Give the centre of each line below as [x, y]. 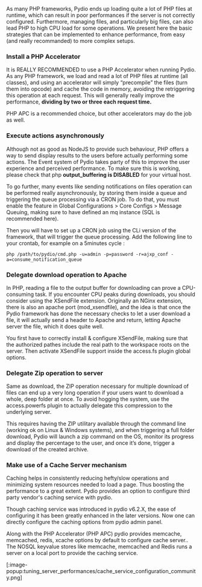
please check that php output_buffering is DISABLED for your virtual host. [99, 174]
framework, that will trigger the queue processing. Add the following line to [99, 237]
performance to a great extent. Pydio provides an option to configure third [98, 491]
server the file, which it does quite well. [55, 326]
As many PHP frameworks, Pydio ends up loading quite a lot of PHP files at [99, 9]
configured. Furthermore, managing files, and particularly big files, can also [100, 21]
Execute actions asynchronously [55, 136]
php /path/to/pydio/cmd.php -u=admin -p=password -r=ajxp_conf [87, 254]
